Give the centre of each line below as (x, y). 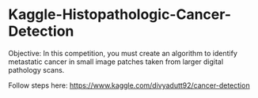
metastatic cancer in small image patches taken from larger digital (116, 62)
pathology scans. (36, 70)
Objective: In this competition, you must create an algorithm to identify (123, 53)
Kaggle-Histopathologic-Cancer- (120, 15)
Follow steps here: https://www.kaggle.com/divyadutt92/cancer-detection (129, 85)
